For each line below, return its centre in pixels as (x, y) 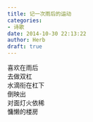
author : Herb (26, 40)
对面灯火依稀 (26, 103)
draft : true (25, 47)
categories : (25, 20)
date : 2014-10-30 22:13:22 (47, 33)
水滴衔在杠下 (26, 85)
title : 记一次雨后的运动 (39, 14)
